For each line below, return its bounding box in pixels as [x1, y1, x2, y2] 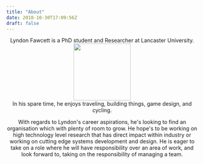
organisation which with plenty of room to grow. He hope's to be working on [7, 125, 198, 132]
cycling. [92, 107, 112, 114]
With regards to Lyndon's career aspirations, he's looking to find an [18, 118, 187, 126]
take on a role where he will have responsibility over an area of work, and [10, 144, 194, 152]
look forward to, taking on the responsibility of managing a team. [21, 151, 184, 158]
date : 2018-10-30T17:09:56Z [6, 15, 78, 21]
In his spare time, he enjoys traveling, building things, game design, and [12, 100, 192, 108]
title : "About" [6, 9, 45, 15]
